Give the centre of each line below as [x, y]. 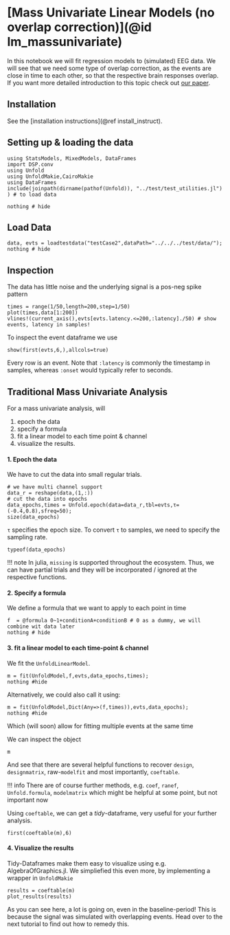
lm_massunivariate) [65, 42]
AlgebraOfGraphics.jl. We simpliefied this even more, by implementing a [109, 870]
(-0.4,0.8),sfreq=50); [39, 511]
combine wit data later [41, 627]
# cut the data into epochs [47, 499]
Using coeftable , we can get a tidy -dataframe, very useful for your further [112, 813]
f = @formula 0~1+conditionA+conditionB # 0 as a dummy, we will [104, 621]
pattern [18, 294]
